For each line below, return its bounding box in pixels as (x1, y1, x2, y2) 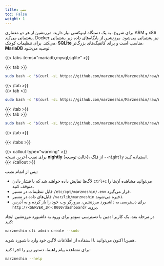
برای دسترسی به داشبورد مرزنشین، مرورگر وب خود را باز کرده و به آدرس (12, 199, 146, 205)
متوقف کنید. (12, 183, 34, 189)
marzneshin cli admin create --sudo (5, 228, 80, 233)
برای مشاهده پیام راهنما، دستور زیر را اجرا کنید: (5, 246, 91, 252)
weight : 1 (5, 16, 25, 21)
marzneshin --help (5, 256, 42, 261)
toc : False (5, 12, 27, 17)
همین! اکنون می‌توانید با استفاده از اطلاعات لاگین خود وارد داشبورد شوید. (5, 237, 136, 243)
